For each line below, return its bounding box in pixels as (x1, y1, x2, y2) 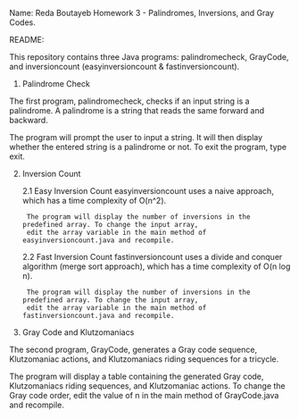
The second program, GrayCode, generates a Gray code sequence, (9, 344, 257, 355)
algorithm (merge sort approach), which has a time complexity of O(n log (21, 261, 291, 272)
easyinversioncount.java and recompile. (21, 236, 175, 245)
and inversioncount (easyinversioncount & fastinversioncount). (9, 62, 240, 71)
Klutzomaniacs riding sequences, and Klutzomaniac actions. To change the (9, 381, 286, 391)
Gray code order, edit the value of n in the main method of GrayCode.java (9, 390, 279, 400)
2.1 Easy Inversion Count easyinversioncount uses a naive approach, (21, 186, 274, 196)
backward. (9, 115, 49, 125)
